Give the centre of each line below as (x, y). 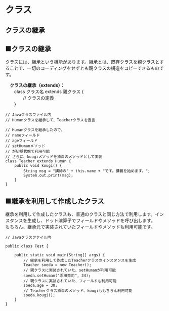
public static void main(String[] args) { (60, 255)
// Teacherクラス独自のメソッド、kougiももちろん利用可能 (78, 291)
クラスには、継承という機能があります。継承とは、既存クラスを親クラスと (82, 62)
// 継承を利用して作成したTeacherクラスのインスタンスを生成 (80, 260)
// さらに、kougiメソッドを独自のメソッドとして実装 (54, 157)
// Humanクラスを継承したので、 (35, 130)
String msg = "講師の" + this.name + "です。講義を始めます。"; (87, 171)
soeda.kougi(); (39, 295)
